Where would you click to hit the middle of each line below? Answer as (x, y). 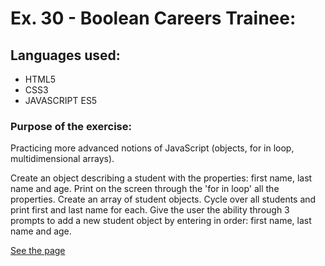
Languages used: (65, 55)
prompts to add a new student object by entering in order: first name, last (161, 221)
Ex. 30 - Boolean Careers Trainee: (153, 18)
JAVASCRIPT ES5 (61, 100)
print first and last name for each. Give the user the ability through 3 (150, 210)
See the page (38, 251)
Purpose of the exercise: (71, 126)
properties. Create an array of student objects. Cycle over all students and (163, 199)
